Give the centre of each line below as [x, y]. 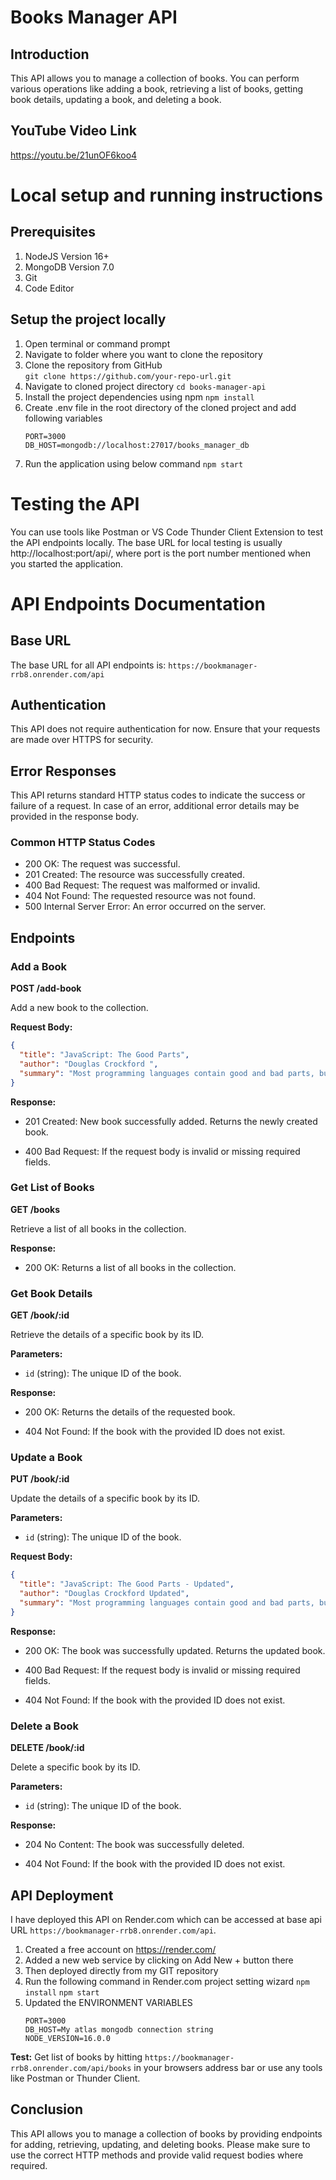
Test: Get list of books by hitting [76, 2057]
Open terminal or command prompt [97, 343]
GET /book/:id [40, 1315]
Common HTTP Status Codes [83, 843]
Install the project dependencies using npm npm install [139, 397]
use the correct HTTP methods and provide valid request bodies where [157, 2155]
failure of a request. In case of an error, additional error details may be [155, 806]
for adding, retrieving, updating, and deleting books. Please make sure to [160, 2144]
